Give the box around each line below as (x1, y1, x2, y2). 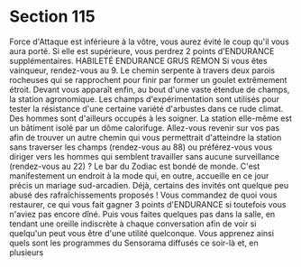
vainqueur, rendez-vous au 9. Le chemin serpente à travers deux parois (9, 65, 276, 76)
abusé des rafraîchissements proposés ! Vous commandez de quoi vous (9, 189, 278, 200)
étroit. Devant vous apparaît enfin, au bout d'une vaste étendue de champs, (9, 84, 290, 95)
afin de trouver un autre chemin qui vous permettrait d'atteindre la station (9, 132, 282, 143)
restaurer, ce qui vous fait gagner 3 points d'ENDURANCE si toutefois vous (9, 198, 287, 209)
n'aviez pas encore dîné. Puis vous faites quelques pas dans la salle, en (9, 208, 276, 219)
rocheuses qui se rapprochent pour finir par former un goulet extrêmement (9, 74, 287, 85)
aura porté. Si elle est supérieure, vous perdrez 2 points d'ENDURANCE (9, 45, 275, 56)
